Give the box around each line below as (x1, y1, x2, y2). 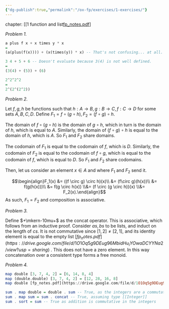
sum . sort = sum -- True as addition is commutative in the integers (5, 299, 156, 304)
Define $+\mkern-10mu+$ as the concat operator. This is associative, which (5, 218, 162, 224)
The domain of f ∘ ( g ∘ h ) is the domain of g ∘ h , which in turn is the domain (5, 122, 161, 128)
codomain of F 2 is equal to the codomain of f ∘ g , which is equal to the (5, 150, 151, 157)
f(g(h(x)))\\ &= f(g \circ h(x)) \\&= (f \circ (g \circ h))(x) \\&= (24, 184, 145, 190)
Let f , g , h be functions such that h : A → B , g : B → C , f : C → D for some (5, 106, 156, 112)
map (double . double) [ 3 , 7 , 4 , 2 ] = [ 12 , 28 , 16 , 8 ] (5, 276, 118, 281)
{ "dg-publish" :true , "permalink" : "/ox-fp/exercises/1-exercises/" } (5, 7, 147, 13)
